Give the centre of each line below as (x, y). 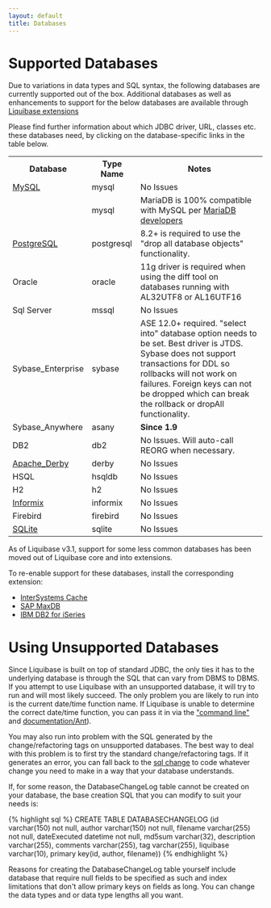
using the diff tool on (179, 277)
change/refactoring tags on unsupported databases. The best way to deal (131, 745)
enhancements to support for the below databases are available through (128, 103)
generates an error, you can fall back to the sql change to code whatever (129, 763)
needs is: (23, 804)
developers (161, 220)
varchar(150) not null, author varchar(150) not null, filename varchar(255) (129, 828)
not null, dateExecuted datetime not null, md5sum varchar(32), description (132, 837)
